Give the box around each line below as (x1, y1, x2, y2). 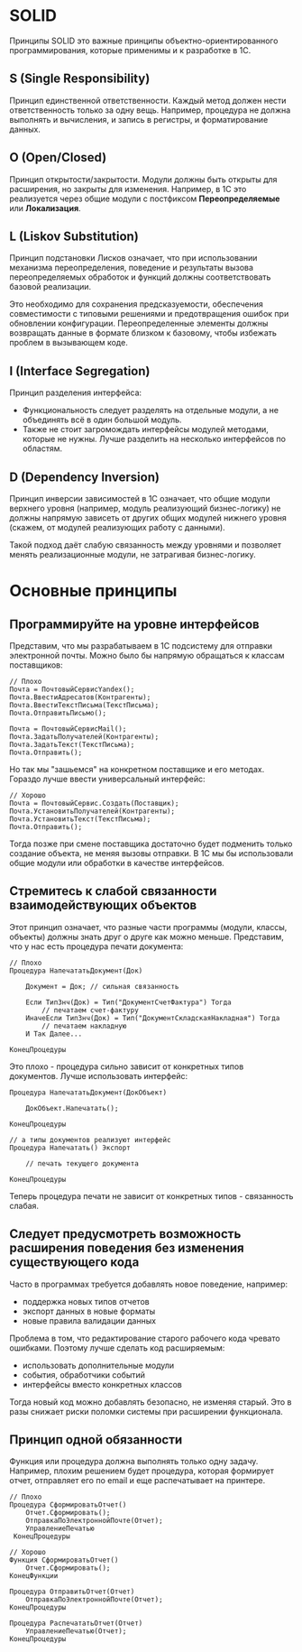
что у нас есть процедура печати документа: (9, 940, 184, 952)
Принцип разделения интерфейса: (9, 387, 142, 398)
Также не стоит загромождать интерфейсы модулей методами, (22, 424, 269, 435)
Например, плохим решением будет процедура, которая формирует (9, 1465, 275, 1476)
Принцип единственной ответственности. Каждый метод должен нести (9, 95, 287, 106)
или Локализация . (9, 202, 81, 213)
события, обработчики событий (22, 1369, 146, 1380)
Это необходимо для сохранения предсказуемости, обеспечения (9, 299, 263, 309)
